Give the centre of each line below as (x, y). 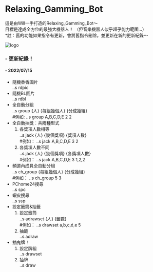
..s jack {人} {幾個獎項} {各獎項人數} (55, 154)
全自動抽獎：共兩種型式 (36, 123)
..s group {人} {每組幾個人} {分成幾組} (50, 111)
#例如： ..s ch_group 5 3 (37, 178)
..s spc (19, 189)
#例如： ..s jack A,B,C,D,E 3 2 (49, 141)
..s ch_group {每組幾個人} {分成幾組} (48, 172)
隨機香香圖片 (25, 82)
